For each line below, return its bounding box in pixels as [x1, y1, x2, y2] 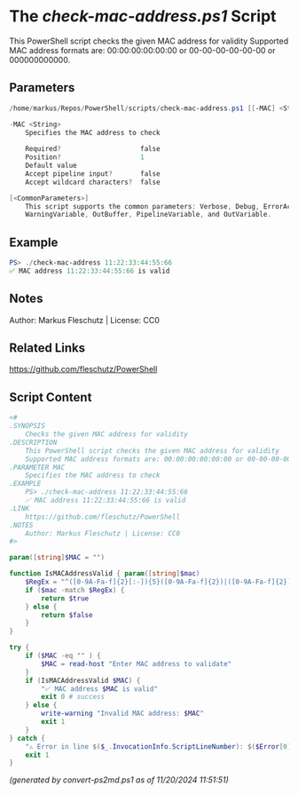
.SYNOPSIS [9, 422, 46, 431]
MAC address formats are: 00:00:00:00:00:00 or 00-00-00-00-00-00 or [9, 44, 276, 55]
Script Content [9, 389, 92, 405]
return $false [41, 610, 93, 619]
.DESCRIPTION [9, 438, 58, 447]
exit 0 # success [41, 693, 105, 702]
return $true [41, 593, 90, 603]
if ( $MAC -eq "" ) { [25, 651, 101, 660]
